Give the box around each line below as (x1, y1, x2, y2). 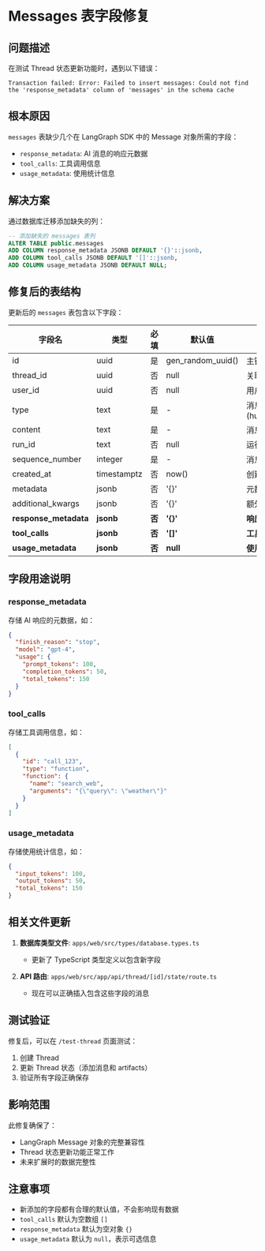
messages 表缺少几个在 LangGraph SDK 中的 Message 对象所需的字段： (8, 132, 239, 141)
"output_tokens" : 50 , (15, 877, 87, 885)
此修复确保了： (8, 1120, 57, 1129)
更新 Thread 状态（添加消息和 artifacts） (19, 1062, 152, 1072)
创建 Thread (19, 1053, 59, 1062)
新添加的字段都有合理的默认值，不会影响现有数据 (19, 1204, 179, 1214)
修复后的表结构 (8, 285, 81, 298)
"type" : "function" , (22, 765, 90, 773)
